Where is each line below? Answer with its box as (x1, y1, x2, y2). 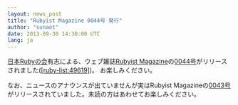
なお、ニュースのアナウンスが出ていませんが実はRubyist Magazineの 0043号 (7, 81, 231, 89)
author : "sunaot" (7, 23, 59, 31)
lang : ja (7, 37, 33, 44)
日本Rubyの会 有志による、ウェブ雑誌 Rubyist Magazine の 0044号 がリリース (7, 57, 228, 66)
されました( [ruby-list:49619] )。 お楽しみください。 (7, 66, 157, 74)
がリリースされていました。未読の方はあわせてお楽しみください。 (7, 90, 201, 99)
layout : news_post (7, 10, 62, 18)
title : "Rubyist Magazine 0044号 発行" (7, 17, 123, 24)
